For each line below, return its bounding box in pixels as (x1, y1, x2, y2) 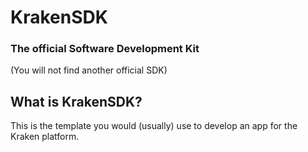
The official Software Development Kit (10, 42, 200, 56)
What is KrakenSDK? (10, 93, 143, 110)
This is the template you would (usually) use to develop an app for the (10, 120, 298, 132)
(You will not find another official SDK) (10, 64, 168, 76)
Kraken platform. (10, 131, 80, 143)
